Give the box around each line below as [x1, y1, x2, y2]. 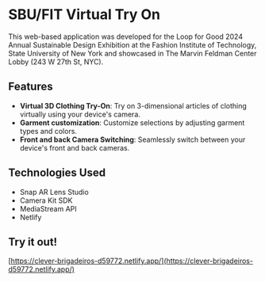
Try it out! [8, 235, 58, 249]
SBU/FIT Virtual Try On [8, 6, 161, 24]
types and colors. [19, 126, 78, 135]
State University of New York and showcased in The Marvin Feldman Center [8, 48, 257, 58]
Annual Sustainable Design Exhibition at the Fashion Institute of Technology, [8, 40, 257, 49]
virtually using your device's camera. [19, 109, 141, 119]
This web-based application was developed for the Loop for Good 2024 [8, 32, 244, 41]
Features [8, 80, 53, 93]
